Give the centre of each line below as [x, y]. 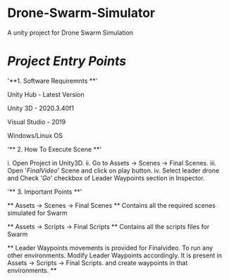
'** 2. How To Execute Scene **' [55, 149]
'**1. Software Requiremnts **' [52, 81]
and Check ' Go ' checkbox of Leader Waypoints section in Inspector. [106, 177]
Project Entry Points [67, 61]
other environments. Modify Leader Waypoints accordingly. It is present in [115, 255]
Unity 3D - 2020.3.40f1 [41, 108]
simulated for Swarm [38, 213]
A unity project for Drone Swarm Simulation [70, 33]
